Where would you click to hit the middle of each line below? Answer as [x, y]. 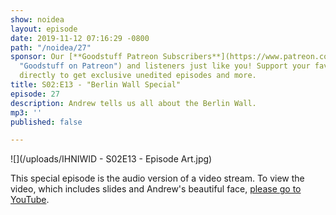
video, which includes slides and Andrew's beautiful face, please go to [156, 189]
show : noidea [37, 19]
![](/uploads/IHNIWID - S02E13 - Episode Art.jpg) [111, 159]
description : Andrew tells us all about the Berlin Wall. [133, 103]
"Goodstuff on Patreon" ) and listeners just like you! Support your [165, 66]
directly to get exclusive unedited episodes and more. [138, 76]
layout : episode [44, 29]
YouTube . [30, 200]
